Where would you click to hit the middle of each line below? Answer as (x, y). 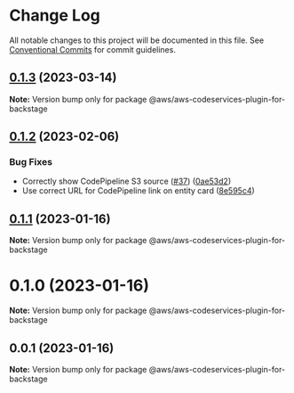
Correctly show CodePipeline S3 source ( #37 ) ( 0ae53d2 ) (127, 181)
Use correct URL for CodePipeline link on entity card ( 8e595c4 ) (138, 191)
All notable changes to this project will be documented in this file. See (137, 40)
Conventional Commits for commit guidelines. (92, 49)
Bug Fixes (31, 162)
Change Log (55, 16)
